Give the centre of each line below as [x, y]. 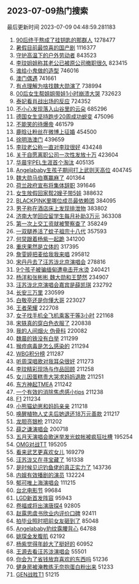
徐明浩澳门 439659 [40, 139]
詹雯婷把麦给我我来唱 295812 [53, 254]
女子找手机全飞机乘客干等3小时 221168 [65, 315]
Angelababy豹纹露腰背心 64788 [56, 528]
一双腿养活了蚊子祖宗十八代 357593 [61, 231]
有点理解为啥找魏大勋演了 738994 [59, 86]
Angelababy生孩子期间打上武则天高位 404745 [74, 170]
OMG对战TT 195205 [41, 444]
